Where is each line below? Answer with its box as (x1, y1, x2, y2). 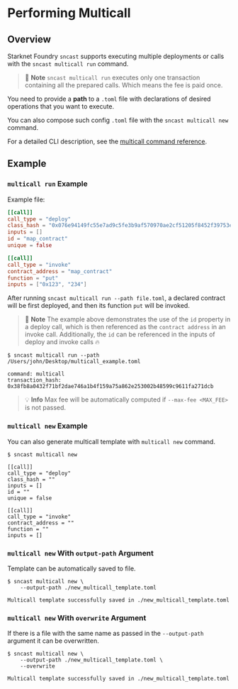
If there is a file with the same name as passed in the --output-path (7, 629, 204, 638)
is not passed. (24, 403, 66, 412)
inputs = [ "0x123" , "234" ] (7, 281, 87, 288)
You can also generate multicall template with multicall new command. (7, 437, 216, 446)
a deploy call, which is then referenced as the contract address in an (24, 323, 226, 331)
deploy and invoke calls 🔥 (24, 338, 101, 346)
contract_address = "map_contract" (7, 268, 113, 275)
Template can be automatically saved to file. (7, 564, 136, 573)
